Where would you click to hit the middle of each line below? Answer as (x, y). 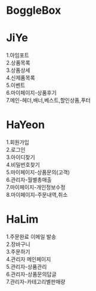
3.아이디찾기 (21, 157)
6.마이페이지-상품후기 (31, 93)
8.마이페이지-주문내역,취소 (37, 195)
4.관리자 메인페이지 (29, 259)
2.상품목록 (18, 63)
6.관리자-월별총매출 (29, 180)
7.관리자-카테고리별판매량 (36, 282)
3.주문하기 (18, 252)
